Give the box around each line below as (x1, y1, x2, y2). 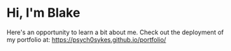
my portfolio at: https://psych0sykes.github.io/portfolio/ (6, 35, 167, 43)
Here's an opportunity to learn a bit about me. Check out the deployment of (6, 28, 224, 36)
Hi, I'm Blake (6, 5, 80, 21)
